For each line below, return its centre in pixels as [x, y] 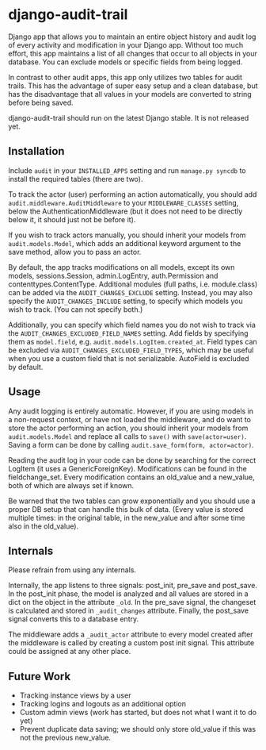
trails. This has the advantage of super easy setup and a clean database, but [133, 86]
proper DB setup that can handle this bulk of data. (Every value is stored [126, 509]
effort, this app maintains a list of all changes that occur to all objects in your [133, 53]
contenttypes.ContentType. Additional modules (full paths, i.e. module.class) [133, 284]
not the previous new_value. [65, 738]
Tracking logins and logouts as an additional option [103, 704]
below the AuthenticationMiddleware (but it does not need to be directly [125, 211]
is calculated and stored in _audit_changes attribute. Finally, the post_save [129, 611]
